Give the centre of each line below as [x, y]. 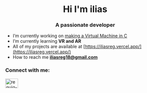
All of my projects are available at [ [49, 47]
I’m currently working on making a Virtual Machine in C [70, 36]
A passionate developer [85, 25]
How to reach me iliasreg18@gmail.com [55, 57]
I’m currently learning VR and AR [47, 41]
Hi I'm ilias [85, 9]
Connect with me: [28, 70]
